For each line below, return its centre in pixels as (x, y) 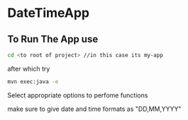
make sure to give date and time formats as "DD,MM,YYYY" (95, 109)
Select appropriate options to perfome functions (78, 95)
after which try (29, 68)
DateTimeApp (49, 13)
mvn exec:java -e (33, 82)
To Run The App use (53, 39)
